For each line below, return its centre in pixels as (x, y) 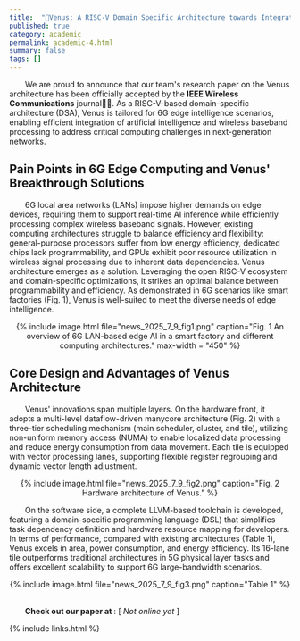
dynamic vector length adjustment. (73, 466)
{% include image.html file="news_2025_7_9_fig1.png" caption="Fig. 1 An (150, 326)
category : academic (46, 34)
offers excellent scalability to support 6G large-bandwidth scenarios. (136, 567)
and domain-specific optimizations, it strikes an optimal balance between (144, 280)
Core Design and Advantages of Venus (119, 374)
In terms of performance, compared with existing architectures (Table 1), (142, 538)
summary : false (37, 51)
